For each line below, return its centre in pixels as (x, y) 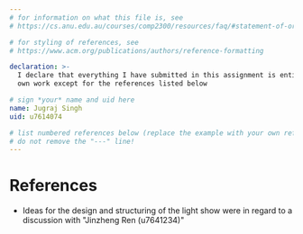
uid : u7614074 (36, 117)
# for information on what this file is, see (96, 18)
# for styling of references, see (74, 42)
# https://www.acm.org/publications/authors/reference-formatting (137, 50)
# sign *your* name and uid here (72, 100)
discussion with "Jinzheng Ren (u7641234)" (103, 220)
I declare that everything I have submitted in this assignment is (147, 76)
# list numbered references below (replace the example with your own (145, 133)
